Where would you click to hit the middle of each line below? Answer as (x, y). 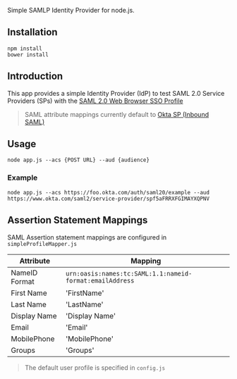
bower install (28, 55)
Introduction (35, 76)
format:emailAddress (100, 280)
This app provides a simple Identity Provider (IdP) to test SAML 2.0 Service (116, 93)
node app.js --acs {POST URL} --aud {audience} (79, 160)
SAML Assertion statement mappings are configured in (87, 237)
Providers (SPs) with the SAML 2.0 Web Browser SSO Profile (95, 101)
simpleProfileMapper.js (42, 244)
